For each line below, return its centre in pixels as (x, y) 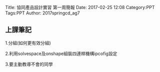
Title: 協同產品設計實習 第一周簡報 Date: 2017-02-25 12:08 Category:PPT (80, 7)
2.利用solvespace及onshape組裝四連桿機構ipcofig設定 (61, 53)
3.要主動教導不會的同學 (29, 64)
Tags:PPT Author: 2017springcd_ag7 (42, 13)
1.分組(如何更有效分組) (28, 43)
